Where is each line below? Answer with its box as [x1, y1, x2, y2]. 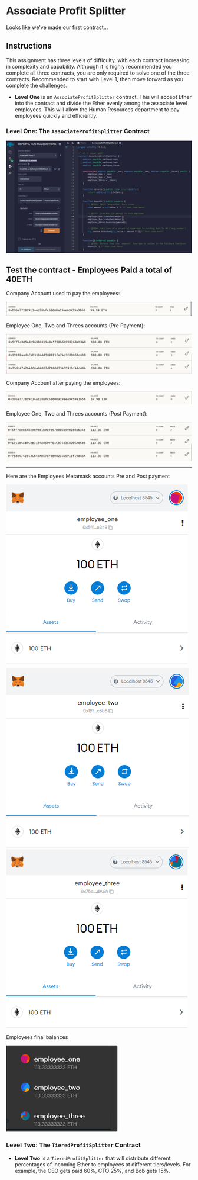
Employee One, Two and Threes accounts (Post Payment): [6, 410, 148, 417]
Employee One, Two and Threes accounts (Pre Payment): [6, 322, 146, 329]
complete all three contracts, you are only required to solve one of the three [6, 69, 190, 76]
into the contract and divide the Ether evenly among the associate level [14, 99, 187, 107]
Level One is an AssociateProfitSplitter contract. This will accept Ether [14, 93, 192, 100]
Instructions [6, 41, 52, 51]
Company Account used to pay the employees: [6, 290, 120, 297]
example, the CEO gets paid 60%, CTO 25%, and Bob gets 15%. [14, 1167, 171, 1174]
